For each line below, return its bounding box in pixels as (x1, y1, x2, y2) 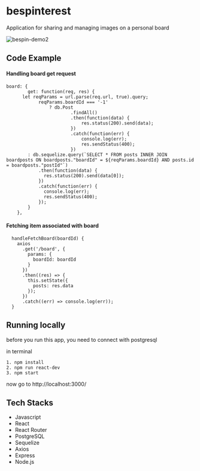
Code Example (6, 53, 62, 64)
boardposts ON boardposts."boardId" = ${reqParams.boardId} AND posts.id (6, 157, 195, 163)
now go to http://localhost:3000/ (6, 380, 87, 387)
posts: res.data (32, 282, 74, 289)
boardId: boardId (32, 257, 77, 263)
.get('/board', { (22, 246, 66, 252)
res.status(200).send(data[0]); (44, 172, 125, 178)
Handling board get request (6, 70, 76, 77)
